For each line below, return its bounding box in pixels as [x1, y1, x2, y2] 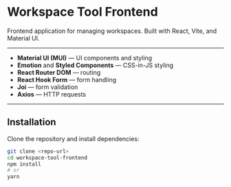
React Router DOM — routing [16, 68, 101, 76]
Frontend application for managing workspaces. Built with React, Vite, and [7, 27, 217, 35]
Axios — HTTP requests [16, 90, 87, 98]
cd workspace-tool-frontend [7, 154, 88, 161]
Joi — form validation [16, 83, 78, 91]
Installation [7, 116, 56, 128]
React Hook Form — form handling [16, 75, 117, 84]
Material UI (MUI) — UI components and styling [16, 53, 153, 62]
